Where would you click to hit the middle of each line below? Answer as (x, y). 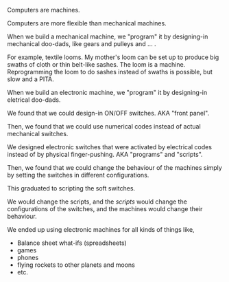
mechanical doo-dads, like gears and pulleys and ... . (82, 44)
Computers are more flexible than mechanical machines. (87, 23)
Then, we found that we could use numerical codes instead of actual (104, 126)
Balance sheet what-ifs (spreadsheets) (72, 243)
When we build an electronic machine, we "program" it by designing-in (107, 93)
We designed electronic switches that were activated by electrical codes (110, 147)
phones (28, 258)
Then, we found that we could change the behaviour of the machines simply (115, 167)
